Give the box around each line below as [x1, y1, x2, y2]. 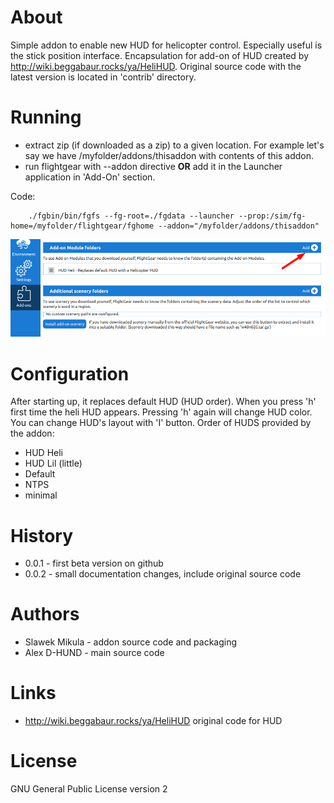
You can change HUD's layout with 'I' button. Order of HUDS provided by [10, 417, 312, 429]
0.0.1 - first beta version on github [24, 557, 164, 570]
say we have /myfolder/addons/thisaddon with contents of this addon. [24, 149, 314, 161]
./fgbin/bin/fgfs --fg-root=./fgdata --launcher [28, 211, 235, 221]
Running [10, 106, 82, 129]
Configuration [10, 362, 130, 385]
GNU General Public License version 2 [10, 783, 168, 795]
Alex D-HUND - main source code [24, 647, 165, 659]
